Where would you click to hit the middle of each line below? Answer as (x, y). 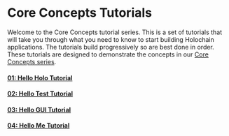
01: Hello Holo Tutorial (40, 77)
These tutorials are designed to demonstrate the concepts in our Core (108, 54)
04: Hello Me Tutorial (39, 126)
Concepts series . (32, 61)
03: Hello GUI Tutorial (39, 109)
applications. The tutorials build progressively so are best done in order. (111, 47)
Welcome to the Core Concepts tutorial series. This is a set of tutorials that (115, 32)
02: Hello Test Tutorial (40, 94)
